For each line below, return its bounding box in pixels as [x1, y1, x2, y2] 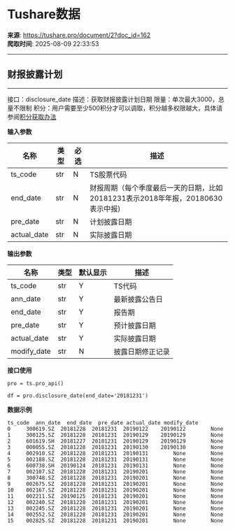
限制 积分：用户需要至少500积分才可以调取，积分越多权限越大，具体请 [19, 103, 222, 112]
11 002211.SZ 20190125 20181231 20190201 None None [7, 492, 224, 500]
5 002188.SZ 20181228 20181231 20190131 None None [7, 456, 224, 463]
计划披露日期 [90, 217, 132, 227]
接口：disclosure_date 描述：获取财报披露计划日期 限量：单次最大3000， [7, 95, 219, 103]
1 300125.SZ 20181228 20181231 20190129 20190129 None [7, 431, 224, 438]
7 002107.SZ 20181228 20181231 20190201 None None [7, 468, 224, 475]
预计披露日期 [113, 320, 156, 330]
